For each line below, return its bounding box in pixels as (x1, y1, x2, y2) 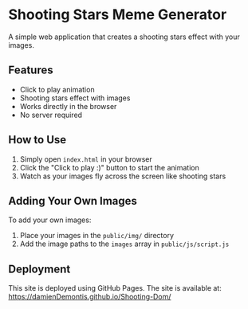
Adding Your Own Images (8, 194, 138, 208)
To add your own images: (8, 215, 92, 225)
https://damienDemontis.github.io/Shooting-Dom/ (8, 292, 171, 302)
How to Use (8, 133, 67, 147)
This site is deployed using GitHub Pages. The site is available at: (8, 284, 222, 293)
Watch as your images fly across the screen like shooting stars (19, 171, 226, 181)
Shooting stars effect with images (19, 93, 131, 103)
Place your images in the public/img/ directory (19, 231, 174, 241)
